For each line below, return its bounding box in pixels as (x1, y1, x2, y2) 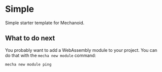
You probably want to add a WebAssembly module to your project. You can (5, 47, 158, 53)
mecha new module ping (5, 62, 52, 67)
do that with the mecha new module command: (5, 52, 96, 58)
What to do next (5, 34, 55, 42)
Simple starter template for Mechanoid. (5, 20, 85, 26)
